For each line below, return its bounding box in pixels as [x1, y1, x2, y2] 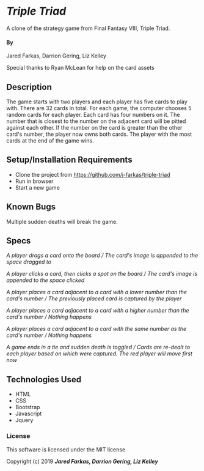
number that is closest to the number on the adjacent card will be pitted [6, 117, 186, 125]
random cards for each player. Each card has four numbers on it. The [6, 111, 180, 118]
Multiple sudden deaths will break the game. [6, 218, 118, 225]
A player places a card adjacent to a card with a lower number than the [6, 289, 188, 296]
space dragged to [6, 258, 52, 265]
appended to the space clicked [6, 276, 85, 284]
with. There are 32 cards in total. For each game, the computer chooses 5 [6, 104, 192, 111]
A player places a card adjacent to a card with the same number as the [6, 325, 187, 333]
